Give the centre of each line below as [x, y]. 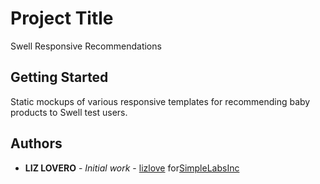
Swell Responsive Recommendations [86, 46]
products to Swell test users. [69, 112]
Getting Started [59, 77]
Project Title [62, 18]
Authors [36, 143]
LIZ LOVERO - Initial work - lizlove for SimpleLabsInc [132, 168]
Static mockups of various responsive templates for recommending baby [160, 101]
